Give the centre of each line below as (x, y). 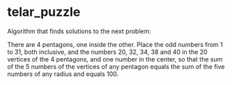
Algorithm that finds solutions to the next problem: (79, 31)
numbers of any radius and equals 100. (63, 74)
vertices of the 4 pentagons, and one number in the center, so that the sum (115, 59)
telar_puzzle (44, 12)
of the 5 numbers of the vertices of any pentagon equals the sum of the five (116, 66)
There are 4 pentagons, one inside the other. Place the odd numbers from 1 (115, 44)
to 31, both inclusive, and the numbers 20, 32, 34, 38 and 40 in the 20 (107, 52)
